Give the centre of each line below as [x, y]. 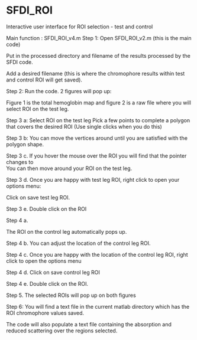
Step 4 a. [17, 220]
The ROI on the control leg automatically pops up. [67, 231]
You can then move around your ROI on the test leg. [69, 168]
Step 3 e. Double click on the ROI [46, 209]
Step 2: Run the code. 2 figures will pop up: [59, 91]
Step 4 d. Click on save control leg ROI [53, 272]
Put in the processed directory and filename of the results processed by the [98, 55]
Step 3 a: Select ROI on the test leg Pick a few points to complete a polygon [98, 120]
